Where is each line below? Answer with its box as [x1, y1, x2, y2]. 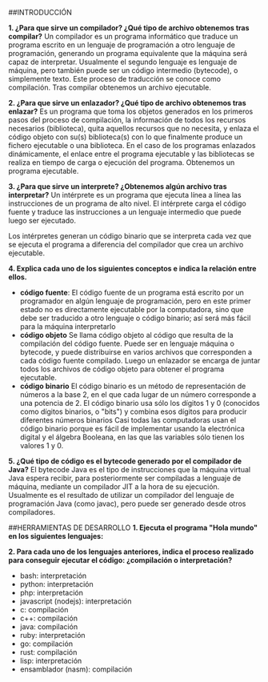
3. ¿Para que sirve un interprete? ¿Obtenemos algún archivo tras [8, 182, 227, 191]
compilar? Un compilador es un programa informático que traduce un [8, 32, 238, 41]
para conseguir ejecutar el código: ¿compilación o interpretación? [8, 556, 233, 564]
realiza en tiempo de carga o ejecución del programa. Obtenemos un [8, 158, 235, 167]
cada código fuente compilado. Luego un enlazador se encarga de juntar [19, 356, 261, 365]
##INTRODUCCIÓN [8, 8, 72, 17]
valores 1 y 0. [19, 441, 64, 450]
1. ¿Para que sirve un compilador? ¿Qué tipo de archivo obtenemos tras [8, 23, 250, 32]
